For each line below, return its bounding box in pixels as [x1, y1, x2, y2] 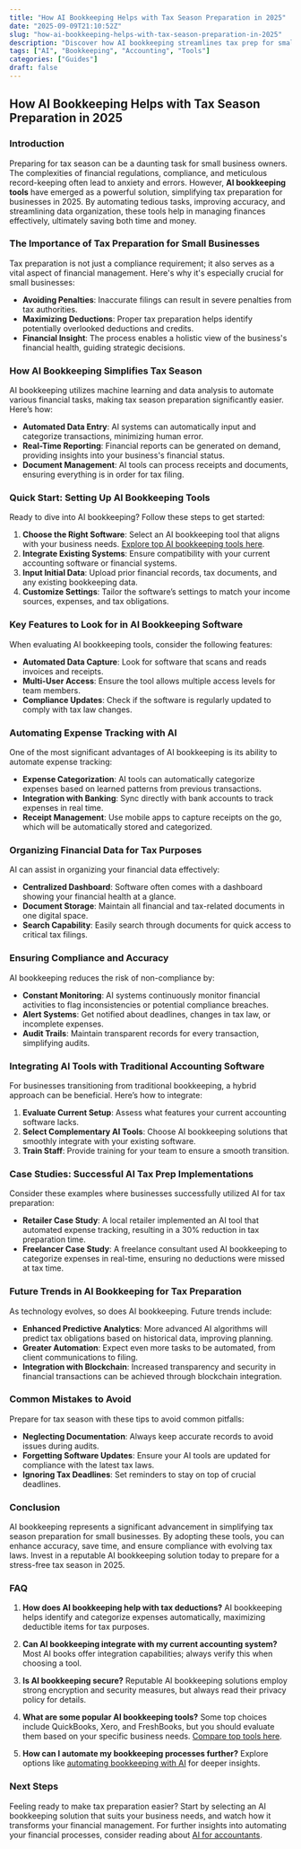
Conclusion [9, 1501, 61, 1513]
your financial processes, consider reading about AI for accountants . [9, 1829, 262, 1840]
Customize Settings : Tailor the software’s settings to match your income [21, 586, 291, 597]
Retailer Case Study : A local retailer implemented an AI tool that [21, 1215, 260, 1226]
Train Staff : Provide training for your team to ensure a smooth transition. [21, 1145, 289, 1156]
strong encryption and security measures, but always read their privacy [21, 1685, 287, 1695]
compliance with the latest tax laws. [21, 1459, 155, 1470]
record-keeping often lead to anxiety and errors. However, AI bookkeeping [9, 177, 287, 188]
